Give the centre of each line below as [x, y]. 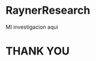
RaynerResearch [48, 10]
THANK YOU [37, 51]
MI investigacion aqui [32, 27]
